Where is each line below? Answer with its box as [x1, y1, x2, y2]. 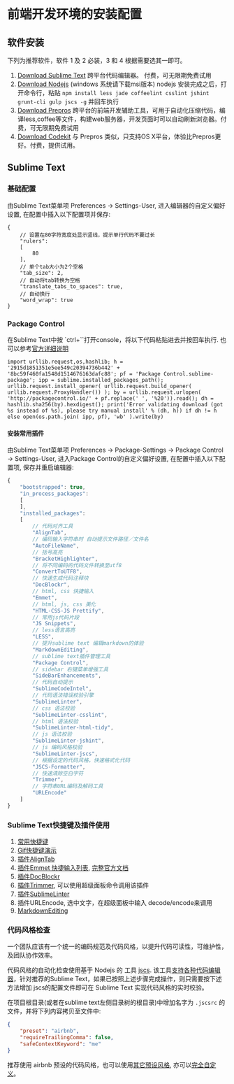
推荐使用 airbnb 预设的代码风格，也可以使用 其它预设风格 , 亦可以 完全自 [7, 1060, 211, 1069]
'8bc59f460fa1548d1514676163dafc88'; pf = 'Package [7, 370, 161, 378]
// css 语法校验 [32, 704, 75, 712]
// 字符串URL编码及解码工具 [32, 783, 103, 790]
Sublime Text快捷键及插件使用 [7, 820, 110, 829]
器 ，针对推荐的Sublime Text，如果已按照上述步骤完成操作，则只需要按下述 [7, 975, 222, 983]
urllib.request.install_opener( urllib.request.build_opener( [7, 383, 192, 390]
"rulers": [20, 237, 49, 245]
